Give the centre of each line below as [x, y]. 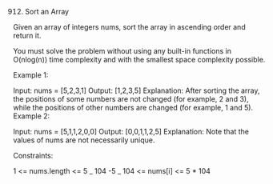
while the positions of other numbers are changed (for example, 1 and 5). [133, 108]
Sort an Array [47, 12]
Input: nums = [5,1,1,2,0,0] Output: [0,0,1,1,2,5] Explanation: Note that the [131, 132]
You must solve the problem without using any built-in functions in [122, 51]
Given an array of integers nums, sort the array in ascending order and [130, 27]
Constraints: [33, 156]
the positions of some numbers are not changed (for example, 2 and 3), [131, 99]
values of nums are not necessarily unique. [84, 140]
